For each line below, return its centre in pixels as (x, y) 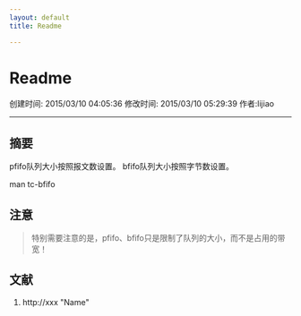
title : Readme (36, 26)
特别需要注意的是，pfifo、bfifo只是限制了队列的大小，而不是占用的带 (158, 238)
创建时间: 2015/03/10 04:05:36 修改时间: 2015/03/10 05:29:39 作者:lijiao (142, 104)
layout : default (39, 17)
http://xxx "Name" (56, 302)
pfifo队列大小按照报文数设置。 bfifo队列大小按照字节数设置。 (122, 167)
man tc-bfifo (32, 184)
